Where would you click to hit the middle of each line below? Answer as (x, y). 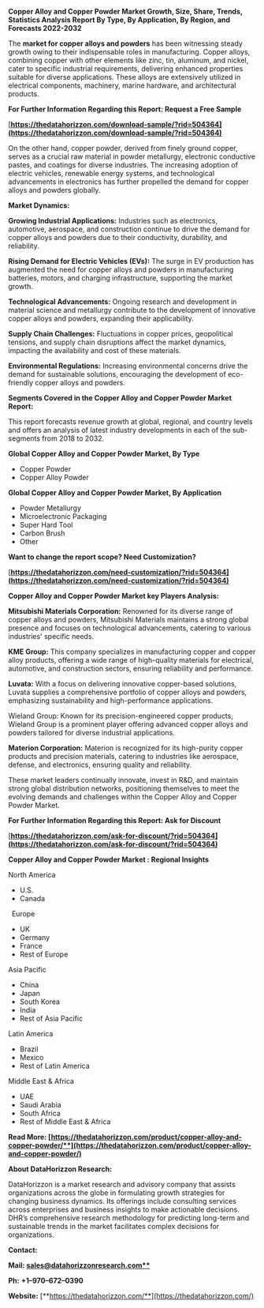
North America (32, 875)
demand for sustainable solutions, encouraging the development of (117, 374)
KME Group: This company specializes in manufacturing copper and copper (132, 652)
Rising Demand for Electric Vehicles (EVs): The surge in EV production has (131, 261)
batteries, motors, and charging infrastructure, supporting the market (120, 278)
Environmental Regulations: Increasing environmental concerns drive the (128, 366)
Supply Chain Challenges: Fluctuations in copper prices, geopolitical (121, 334)
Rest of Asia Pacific (51, 1019)
